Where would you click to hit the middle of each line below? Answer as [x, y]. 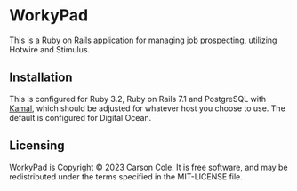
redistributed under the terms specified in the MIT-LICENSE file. [126, 176]
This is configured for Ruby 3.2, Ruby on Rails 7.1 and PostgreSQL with [138, 99]
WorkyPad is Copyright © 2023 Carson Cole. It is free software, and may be [148, 167]
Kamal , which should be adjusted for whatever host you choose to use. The [148, 108]
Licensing [37, 146]
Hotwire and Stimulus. [50, 49]
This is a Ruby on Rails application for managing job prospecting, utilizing [143, 40]
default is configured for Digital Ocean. [80, 117]
